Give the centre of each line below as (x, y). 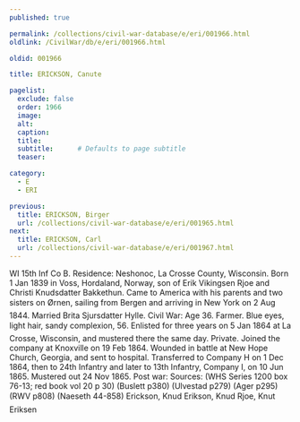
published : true (39, 17)
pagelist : (28, 90)
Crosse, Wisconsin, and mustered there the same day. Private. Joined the (145, 338)
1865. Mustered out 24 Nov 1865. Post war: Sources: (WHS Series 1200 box (149, 376)
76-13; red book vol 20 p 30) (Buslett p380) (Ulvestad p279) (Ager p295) (144, 385)
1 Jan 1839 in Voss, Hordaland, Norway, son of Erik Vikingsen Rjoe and (140, 282)
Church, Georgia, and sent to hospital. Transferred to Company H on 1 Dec (146, 357)
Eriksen (23, 409)
